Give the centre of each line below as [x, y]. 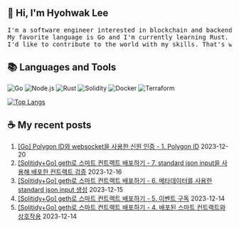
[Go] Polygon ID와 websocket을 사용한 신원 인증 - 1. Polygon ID [108, 147]
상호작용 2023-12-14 [47, 216]
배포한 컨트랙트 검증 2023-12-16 [76, 172]
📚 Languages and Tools [62, 67]
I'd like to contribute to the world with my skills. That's [116, 44]
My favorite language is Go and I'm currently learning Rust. [118, 37]
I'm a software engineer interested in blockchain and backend [120, 30]
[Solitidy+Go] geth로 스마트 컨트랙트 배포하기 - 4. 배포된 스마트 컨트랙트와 [122, 208]
